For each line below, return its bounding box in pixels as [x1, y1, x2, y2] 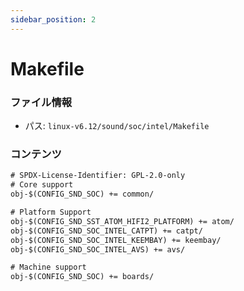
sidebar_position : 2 [10, 14, 97, 25]
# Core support [10, 180, 74, 190]
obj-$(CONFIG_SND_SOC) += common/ [10, 189, 155, 200]
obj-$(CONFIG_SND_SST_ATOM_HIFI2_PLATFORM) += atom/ [10, 216, 235, 226]
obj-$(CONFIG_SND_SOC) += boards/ [10, 272, 155, 282]
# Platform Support [10, 207, 92, 218]
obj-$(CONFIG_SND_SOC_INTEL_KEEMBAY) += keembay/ [10, 235, 222, 245]
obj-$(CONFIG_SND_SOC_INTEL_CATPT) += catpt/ [10, 226, 203, 236]
